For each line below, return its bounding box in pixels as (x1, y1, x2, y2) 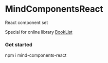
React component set (5, 20, 48, 25)
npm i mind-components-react (5, 52, 67, 58)
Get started (5, 41, 33, 48)
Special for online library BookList (5, 29, 73, 35)
